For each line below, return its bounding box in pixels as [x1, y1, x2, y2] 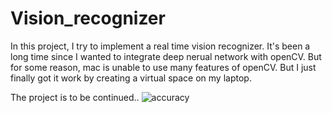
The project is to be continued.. [10, 91, 140, 103]
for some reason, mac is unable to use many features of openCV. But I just [10, 61, 317, 73]
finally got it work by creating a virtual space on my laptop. [10, 72, 252, 84]
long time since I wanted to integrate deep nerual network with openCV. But [10, 50, 322, 62]
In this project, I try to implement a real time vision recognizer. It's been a [10, 40, 311, 52]
